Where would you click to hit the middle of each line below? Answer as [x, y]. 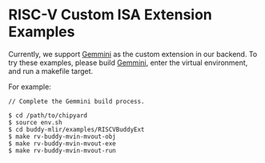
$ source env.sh [35, 122]
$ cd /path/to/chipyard [48, 115]
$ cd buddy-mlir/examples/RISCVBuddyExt [77, 129]
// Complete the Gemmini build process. [77, 101]
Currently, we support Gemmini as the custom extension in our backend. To [133, 54]
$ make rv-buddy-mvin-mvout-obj [62, 137]
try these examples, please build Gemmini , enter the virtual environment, [128, 63]
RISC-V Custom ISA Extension [110, 15]
